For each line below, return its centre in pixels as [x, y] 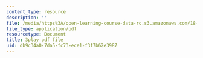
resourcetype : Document [36, 34]
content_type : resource [36, 12]
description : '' [27, 18]
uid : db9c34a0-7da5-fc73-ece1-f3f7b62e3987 [62, 46]
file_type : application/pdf [42, 29]
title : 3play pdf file [35, 40]
